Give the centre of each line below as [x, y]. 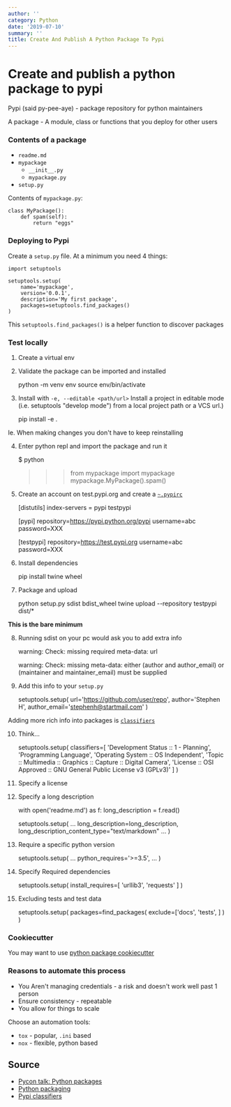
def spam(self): [44, 217]
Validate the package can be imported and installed [92, 371]
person [28, 993]
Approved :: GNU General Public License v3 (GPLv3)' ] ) [98, 769]
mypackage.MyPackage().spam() [118, 480]
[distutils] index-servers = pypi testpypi [74, 507]
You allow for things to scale [59, 1008]
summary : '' [25, 33]
